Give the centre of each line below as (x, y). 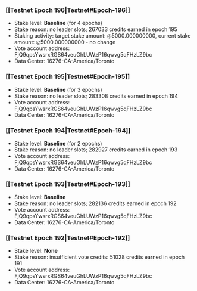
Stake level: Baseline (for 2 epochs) (58, 143)
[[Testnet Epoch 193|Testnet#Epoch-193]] (68, 184)
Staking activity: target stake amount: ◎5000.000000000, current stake (102, 36)
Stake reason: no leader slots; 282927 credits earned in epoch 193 (96, 150)
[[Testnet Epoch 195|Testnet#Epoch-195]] (68, 76)
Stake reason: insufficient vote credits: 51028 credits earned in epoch (99, 257)
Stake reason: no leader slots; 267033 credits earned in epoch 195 (96, 29)
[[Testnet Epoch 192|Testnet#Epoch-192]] (68, 238)
